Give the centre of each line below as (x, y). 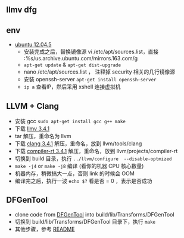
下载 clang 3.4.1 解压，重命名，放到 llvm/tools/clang (78, 144)
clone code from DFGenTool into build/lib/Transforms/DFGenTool (94, 214)
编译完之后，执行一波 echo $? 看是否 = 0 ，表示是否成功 (83, 181)
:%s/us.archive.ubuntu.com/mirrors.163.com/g (81, 59)
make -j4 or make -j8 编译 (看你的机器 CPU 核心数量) (79, 166)
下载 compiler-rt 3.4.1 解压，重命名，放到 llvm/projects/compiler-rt (96, 151)
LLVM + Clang (33, 106)
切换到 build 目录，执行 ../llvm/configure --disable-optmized (93, 158)
